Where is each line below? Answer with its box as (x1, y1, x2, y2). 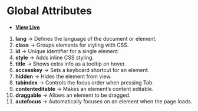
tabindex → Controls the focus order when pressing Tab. (15, 79, 154, 86)
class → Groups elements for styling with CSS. (15, 41, 129, 48)
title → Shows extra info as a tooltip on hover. (15, 60, 126, 67)
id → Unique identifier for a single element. (15, 47, 120, 54)
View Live (15, 24, 40, 31)
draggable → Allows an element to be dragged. (15, 92, 131, 99)
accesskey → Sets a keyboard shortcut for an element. (15, 66, 150, 73)
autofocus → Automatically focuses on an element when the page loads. (15, 97, 193, 105)
